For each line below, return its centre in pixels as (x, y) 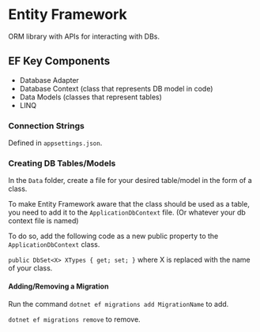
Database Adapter (49, 80)
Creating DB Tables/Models (62, 163)
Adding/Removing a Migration (58, 286)
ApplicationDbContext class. (54, 244)
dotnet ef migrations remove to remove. (74, 319)
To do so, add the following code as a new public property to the (113, 236)
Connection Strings (46, 125)
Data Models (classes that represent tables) (90, 97)
